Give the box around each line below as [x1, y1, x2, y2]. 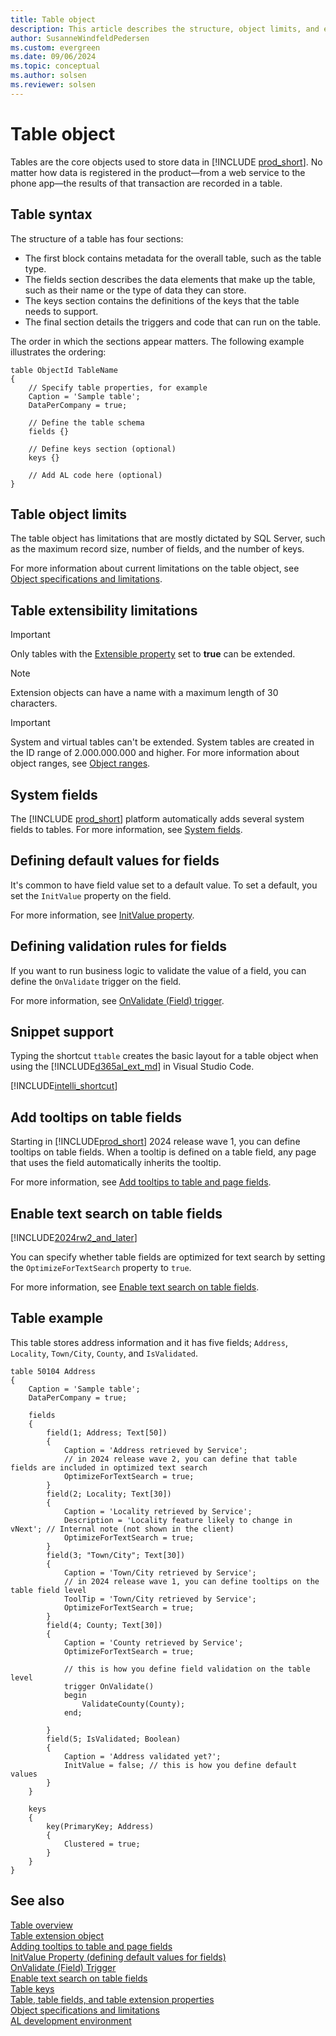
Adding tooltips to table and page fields [10, 1940, 173, 1952]
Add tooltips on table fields [10, 1109, 182, 1126]
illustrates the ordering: [10, 346, 107, 358]
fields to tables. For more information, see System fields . [10, 823, 243, 835]
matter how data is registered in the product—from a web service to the [10, 166, 306, 178]
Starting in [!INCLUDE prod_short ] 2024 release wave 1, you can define [10, 1136, 301, 1148]
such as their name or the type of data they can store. [24, 284, 247, 296]
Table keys [10, 1982, 55, 1995]
